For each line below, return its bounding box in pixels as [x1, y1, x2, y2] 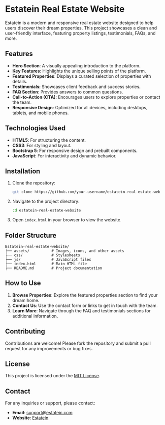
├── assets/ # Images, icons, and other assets [5, 248, 125, 253]
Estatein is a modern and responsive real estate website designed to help [5, 20, 154, 26]
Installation [5, 167, 40, 175]
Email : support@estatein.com [12, 410, 73, 416]
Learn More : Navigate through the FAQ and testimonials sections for [12, 307, 151, 313]
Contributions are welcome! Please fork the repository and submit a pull [5, 340, 151, 346]
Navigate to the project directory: [12, 198, 80, 205]
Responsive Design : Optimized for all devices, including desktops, [12, 104, 148, 110]
